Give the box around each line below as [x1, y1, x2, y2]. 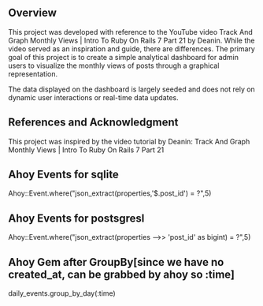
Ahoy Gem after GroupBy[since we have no [8, 256, 224, 269]
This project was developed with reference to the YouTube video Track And [8, 27, 254, 36]
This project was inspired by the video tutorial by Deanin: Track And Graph [8, 136, 250, 146]
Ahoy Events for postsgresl [8, 211, 145, 225]
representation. [8, 69, 57, 78]
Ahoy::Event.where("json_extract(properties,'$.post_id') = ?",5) [8, 188, 212, 198]
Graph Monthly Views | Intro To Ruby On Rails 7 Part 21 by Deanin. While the [8, 35, 255, 45]
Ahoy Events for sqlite [8, 168, 120, 181]
